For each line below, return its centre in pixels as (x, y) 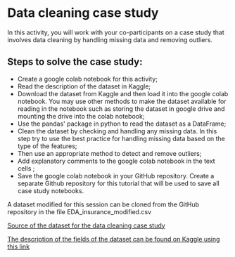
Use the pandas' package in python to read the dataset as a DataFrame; (122, 124)
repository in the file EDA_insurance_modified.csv (80, 211)
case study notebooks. (51, 190)
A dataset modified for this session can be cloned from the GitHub (103, 204)
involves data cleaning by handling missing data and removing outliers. (110, 39)
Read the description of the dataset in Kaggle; (84, 86)
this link (19, 246)
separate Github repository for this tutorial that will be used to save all (118, 183)
